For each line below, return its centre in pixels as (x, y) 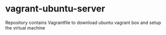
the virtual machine (25, 27)
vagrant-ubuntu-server (55, 9)
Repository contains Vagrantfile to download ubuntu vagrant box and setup (83, 22)
